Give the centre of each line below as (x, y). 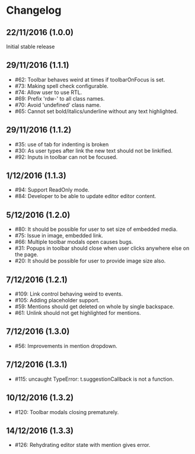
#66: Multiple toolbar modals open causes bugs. (74, 242)
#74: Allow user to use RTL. (48, 92)
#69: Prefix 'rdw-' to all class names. (60, 98)
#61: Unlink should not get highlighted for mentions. (78, 313)
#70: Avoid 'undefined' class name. (58, 105)
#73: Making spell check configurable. (61, 86)
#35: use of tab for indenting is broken (62, 144)
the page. (26, 255)
